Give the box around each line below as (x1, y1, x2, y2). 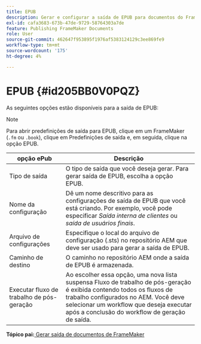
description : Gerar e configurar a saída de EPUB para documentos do (6, 14, 184, 20)
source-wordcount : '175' (6, 48, 68, 54)
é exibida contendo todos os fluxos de (65, 285, 173, 294)
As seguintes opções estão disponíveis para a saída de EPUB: (6, 104, 159, 111)
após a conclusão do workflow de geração (65, 308, 185, 316)
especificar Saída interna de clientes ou (65, 211, 178, 220)
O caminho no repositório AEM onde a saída (65, 253, 190, 261)
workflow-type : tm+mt (6, 42, 60, 48)
